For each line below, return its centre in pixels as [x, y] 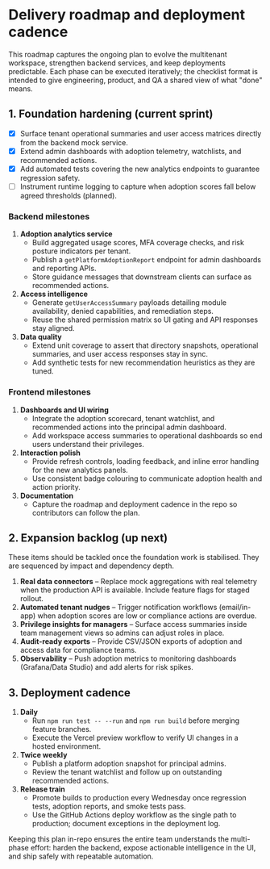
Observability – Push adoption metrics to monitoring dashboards [128, 658]
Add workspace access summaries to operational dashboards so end [147, 435]
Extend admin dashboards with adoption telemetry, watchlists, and [131, 151]
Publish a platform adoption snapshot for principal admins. [129, 763]
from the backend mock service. [74, 142]
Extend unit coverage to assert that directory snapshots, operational [145, 345]
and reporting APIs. [64, 269]
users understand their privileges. [88, 444]
